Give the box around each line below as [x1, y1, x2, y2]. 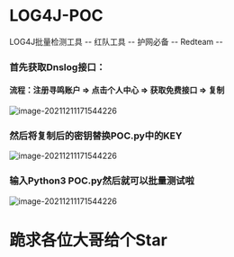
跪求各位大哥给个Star [9, 230, 168, 250]
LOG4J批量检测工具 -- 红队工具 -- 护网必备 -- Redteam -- [9, 36, 223, 47]
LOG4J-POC [9, 5, 103, 26]
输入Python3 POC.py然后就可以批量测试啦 [9, 174, 195, 187]
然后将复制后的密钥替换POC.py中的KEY [9, 129, 183, 142]
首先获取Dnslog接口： [9, 60, 106, 73]
